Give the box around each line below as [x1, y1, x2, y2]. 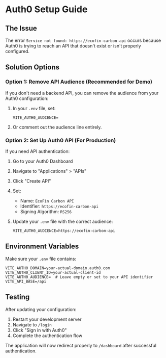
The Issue [5, 24, 37, 33]
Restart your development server [12, 316, 82, 322]
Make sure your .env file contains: [5, 255, 77, 262]
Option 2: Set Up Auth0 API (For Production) [5, 137, 116, 144]
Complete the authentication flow [12, 333, 83, 339]
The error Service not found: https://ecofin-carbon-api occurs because [5, 37, 161, 43]
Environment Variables [5, 242, 79, 251]
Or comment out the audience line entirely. [12, 124, 102, 130]
